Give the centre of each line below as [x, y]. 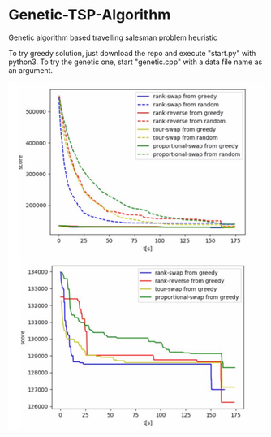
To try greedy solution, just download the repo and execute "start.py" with [132, 53]
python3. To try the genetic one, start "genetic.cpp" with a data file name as [135, 62]
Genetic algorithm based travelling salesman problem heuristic [113, 37]
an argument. [31, 70]
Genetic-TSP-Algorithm [90, 15]
